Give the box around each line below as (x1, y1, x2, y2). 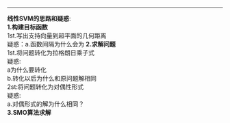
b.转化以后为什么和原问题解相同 (7, 74, 97, 82)
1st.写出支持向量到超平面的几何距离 (7, 31, 107, 40)
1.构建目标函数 (7, 23, 48, 31)
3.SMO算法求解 (7, 109, 51, 116)
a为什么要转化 (7, 66, 47, 74)
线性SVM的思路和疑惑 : (7, 14, 71, 23)
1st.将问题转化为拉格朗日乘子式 (7, 49, 94, 57)
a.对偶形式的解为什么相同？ (7, 100, 84, 108)
